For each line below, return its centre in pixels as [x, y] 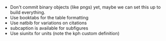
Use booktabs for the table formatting [49, 18]
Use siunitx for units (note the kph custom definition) [65, 33]
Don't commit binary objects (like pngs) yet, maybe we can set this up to [85, 7]
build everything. [27, 12]
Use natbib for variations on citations [48, 23]
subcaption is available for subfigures [49, 28]
